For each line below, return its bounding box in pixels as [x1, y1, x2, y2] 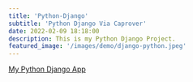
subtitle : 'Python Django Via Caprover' [8, 19, 148, 28]
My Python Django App [8, 64, 87, 74]
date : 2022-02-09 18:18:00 [8, 27, 100, 35]
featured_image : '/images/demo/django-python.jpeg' [8, 42, 187, 50]
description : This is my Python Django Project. [8, 34, 176, 43]
